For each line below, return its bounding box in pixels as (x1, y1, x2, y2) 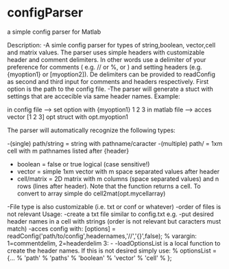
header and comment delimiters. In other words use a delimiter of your (7, 55, 207, 63)
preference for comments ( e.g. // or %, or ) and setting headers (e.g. (7, 63, 202, 71)
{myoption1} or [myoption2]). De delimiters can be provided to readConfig (7, 70, 216, 78)
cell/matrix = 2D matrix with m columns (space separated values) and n (16, 174, 219, 183)
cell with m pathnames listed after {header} (7, 147, 130, 155)
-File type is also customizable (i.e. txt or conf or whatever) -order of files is (7, 202, 221, 211)
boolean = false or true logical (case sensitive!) (16, 160, 150, 168)
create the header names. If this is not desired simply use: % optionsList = (7, 246, 217, 255)
